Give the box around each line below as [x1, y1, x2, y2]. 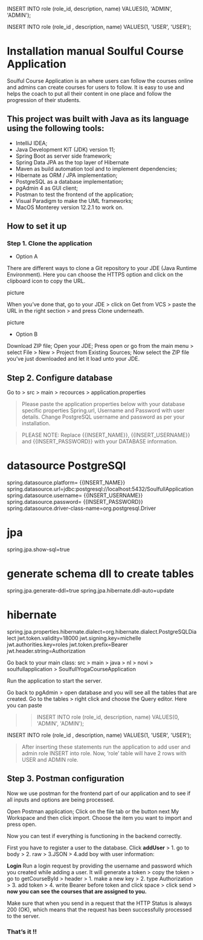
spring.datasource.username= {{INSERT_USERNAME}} [7, 492, 143, 499]
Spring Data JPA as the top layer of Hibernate [15, 158, 129, 166]
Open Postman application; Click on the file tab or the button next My [7, 808, 179, 815]
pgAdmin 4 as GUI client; [15, 184, 78, 192]
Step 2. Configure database [7, 373, 113, 383]
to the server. [7, 912, 40, 919]
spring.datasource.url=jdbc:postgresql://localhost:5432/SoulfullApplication [7, 486, 194, 493]
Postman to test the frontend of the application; [15, 190, 134, 198]
